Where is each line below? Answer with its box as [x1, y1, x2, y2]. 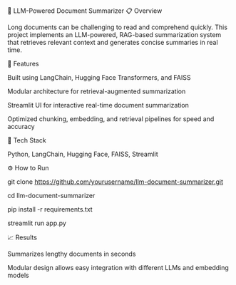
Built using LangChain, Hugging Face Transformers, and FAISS [7, 73, 191, 81]
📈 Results [7, 233, 38, 242]
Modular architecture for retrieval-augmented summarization [7, 87, 186, 95]
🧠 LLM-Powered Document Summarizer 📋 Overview [7, 6, 163, 15]
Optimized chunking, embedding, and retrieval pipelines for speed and [7, 115, 215, 123]
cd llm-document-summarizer [7, 192, 96, 199]
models [7, 271, 30, 279]
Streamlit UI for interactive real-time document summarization [7, 101, 189, 109]
